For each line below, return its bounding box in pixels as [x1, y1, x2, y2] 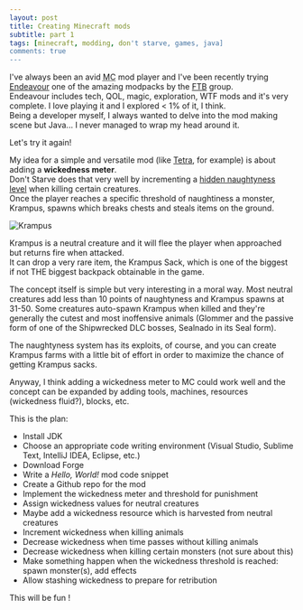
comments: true [9, 47, 67, 56]
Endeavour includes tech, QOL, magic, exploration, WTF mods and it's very [9, 91, 289, 102]
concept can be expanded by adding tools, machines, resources [9, 386, 249, 398]
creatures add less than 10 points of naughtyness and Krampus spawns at [9, 294, 285, 305]
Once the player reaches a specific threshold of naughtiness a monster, [9, 193, 275, 204]
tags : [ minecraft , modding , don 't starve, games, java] [9, 38, 224, 48]
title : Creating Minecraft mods [9, 22, 131, 31]
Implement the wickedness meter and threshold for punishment [22, 489, 259, 500]
